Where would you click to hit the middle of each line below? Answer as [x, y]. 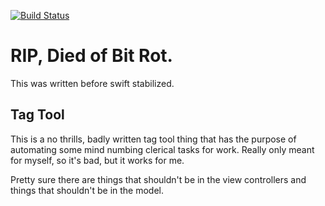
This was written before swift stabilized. [92, 83]
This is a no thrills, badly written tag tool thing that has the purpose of [153, 139]
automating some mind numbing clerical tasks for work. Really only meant [162, 149]
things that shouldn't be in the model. [87, 190]
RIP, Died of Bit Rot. [91, 56]
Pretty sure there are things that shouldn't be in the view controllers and [158, 179]
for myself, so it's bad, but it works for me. [97, 160]
